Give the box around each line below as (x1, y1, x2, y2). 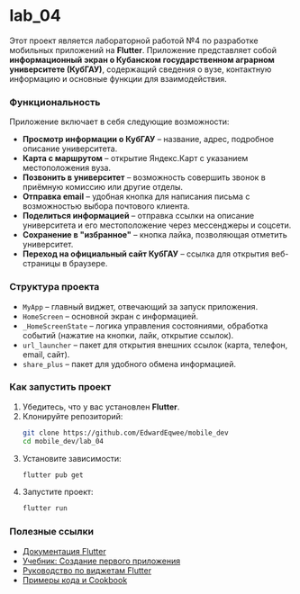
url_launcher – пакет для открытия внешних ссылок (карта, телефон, (22, 339, 288, 350)
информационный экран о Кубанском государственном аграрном (9, 54, 275, 65)
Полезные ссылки (9, 526, 95, 538)
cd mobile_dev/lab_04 (22, 436, 104, 445)
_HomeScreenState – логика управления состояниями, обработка (22, 320, 268, 331)
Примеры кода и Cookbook (22, 574, 128, 585)
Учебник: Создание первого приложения (22, 555, 181, 566)
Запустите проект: (22, 487, 94, 498)
